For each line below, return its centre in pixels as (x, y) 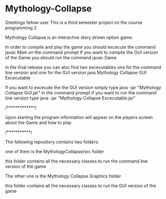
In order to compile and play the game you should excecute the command (81, 47)
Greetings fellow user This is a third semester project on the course (74, 22)
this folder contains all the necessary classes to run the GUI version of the (81, 186)
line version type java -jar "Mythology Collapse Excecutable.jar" (70, 98)
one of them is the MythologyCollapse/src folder (55, 151)
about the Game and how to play (38, 122)
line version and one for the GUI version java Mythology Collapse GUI (76, 72)
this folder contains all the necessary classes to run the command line (77, 161)
